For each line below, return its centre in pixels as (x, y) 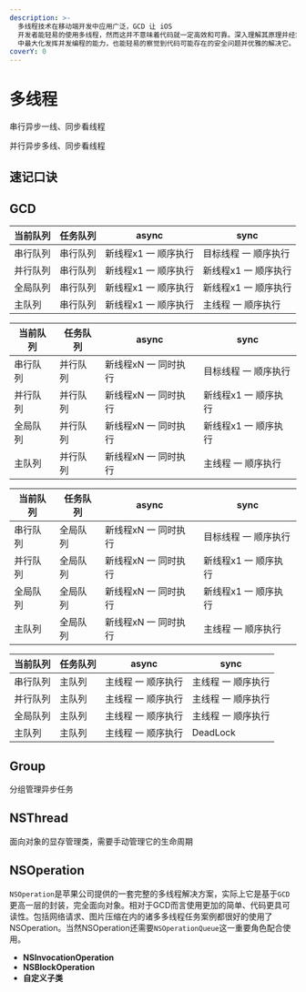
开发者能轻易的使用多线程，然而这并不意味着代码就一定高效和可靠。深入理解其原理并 (153, 35)
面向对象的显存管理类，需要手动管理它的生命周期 (101, 841)
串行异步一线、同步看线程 (57, 127)
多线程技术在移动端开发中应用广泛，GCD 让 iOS (95, 26)
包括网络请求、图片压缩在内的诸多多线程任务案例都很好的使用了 (153, 916)
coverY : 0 (28, 52)
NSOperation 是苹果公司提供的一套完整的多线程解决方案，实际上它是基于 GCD (150, 894)
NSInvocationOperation (68, 957)
